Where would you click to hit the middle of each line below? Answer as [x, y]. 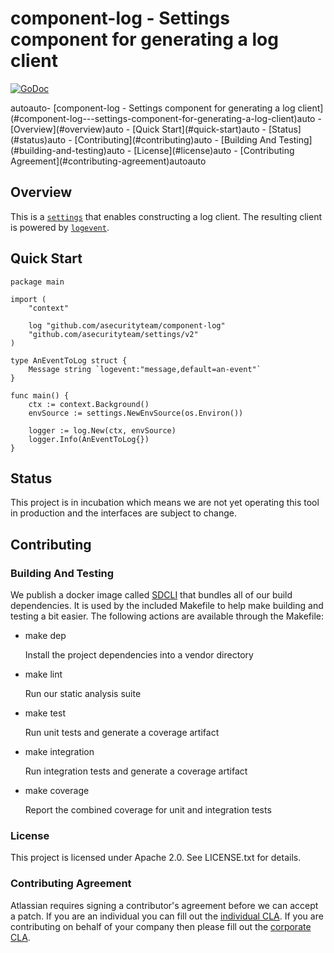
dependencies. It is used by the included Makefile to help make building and [167, 606]
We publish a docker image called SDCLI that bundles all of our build [151, 595]
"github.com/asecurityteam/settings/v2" [113, 334]
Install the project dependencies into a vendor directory [139, 655]
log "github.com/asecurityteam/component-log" [127, 325]
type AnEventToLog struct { [69, 360]
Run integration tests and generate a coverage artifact [136, 771]
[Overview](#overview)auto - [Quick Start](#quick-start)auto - [138, 129]
